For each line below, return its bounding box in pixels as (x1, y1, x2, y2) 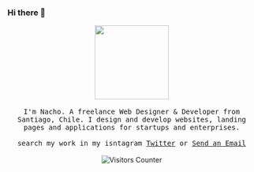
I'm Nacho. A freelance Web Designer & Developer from (23, 107, 241, 117)
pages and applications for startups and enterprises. (23, 123, 241, 133)
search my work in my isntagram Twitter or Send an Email (17, 139, 246, 148)
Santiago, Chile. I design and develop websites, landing (17, 115, 246, 125)
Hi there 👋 (7, 7, 47, 18)
